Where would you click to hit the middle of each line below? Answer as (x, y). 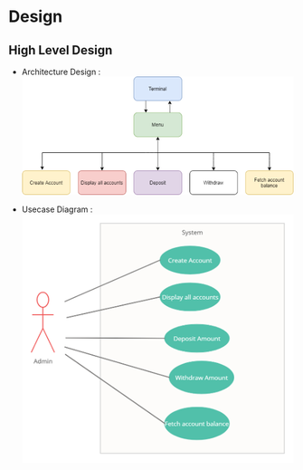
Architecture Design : (61, 72)
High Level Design (61, 50)
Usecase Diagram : (57, 209)
